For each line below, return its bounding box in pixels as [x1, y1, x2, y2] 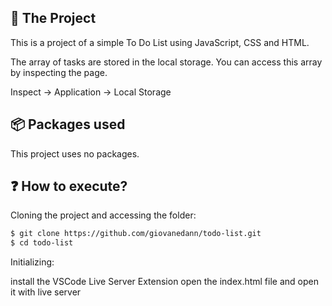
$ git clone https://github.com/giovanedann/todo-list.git [10, 229, 262, 239]
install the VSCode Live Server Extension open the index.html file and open [10, 276, 319, 288]
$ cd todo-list [10, 238, 74, 248]
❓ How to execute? [10, 178, 128, 195]
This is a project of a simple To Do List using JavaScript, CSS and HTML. [10, 36, 310, 48]
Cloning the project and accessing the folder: [10, 209, 197, 221]
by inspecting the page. [10, 66, 108, 78]
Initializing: [10, 256, 55, 268]
